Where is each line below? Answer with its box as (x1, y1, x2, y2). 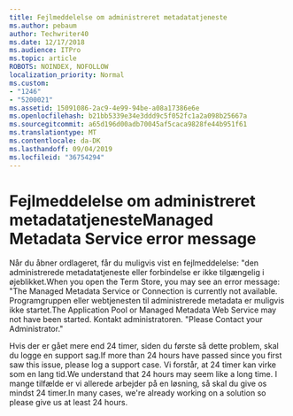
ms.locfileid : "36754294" (9, 152, 104, 162)
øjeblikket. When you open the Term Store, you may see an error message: (9, 276, 281, 288)
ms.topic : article (9, 54, 77, 63)
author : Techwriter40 (9, 29, 89, 38)
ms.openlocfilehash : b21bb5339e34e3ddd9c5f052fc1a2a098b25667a (9, 112, 248, 120)
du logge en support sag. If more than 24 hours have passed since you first (9, 351, 282, 361)
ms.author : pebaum (9, 21, 77, 30)
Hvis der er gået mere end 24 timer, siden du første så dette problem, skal (9, 341, 279, 351)
